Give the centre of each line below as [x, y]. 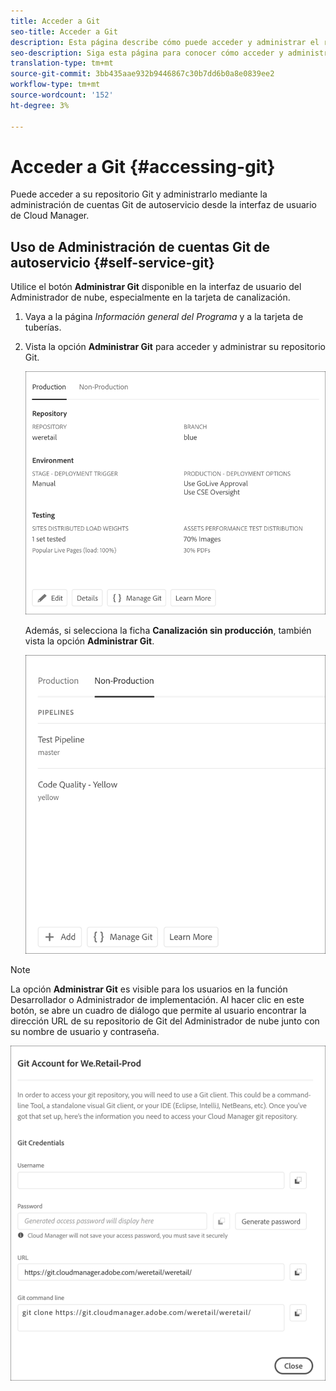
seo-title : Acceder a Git [64, 31]
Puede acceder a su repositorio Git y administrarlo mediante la [139, 194]
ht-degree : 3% [40, 105]
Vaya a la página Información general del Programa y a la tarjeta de [164, 317]
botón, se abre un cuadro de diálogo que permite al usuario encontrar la [158, 1010]
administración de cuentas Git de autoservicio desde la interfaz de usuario [163, 205]
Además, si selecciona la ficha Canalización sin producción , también [168, 631]
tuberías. [43, 327]
